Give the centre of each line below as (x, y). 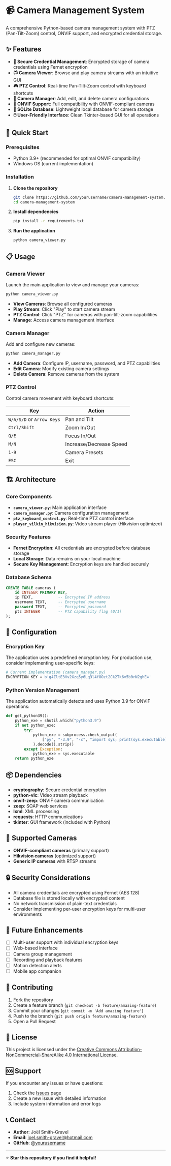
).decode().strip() (53, 744)
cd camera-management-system (44, 202)
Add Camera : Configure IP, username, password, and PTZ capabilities (87, 363)
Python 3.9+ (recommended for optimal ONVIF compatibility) (77, 158)
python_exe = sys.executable (64, 754)
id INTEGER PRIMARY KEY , (41, 593)
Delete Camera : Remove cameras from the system (66, 374)
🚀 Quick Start (27, 133)
